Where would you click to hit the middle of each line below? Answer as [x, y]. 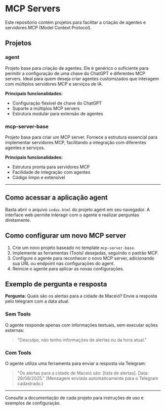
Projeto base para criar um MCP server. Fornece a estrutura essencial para [81, 137]
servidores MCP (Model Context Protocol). [48, 27]
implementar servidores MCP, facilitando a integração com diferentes [76, 142]
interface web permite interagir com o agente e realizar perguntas [72, 215]
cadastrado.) [30, 383]
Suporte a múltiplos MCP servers [46, 108]
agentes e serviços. [25, 148]
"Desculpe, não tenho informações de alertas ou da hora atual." [82, 340]
